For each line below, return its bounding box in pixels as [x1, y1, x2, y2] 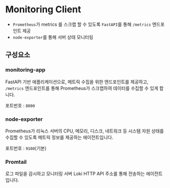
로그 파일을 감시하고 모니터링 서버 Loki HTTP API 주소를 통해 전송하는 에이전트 [5, 171, 163, 177]
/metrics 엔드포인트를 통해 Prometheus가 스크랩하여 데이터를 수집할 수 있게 [5, 85, 159, 91]
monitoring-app [5, 66, 46, 73]
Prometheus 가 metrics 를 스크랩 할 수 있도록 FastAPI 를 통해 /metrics [12, 21, 151, 27]
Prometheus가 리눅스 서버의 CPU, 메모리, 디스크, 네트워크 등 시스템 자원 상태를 [5, 127, 164, 134]
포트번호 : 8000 [5, 102, 35, 108]
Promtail [5, 158, 27, 165]
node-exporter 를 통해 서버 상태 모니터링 [12, 34, 94, 40]
